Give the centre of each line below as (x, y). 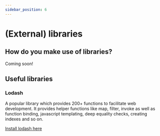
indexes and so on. (24, 119)
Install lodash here (24, 129)
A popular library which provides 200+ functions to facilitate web (70, 104)
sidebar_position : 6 (26, 10)
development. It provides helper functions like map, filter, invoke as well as (80, 109)
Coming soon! (19, 64)
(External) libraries (44, 34)
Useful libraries (29, 79)
